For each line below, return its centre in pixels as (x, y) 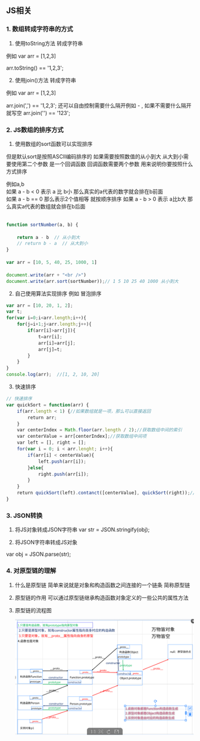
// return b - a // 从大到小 (52, 244)
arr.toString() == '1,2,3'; (35, 68)
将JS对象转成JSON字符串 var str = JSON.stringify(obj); (82, 530)
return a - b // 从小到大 (49, 237)
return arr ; (43, 418)
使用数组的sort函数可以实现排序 (54, 144)
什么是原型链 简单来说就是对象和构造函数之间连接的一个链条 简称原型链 (102, 585)
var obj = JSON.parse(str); (39, 554)
